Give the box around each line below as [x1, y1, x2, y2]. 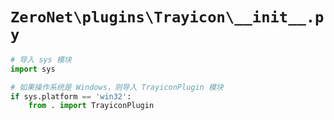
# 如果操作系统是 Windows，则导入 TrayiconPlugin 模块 [10, 82, 224, 92]
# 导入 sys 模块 [10, 54, 72, 65]
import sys [10, 64, 56, 74]
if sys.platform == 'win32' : [10, 91, 132, 102]
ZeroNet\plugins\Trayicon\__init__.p [10, 8, 325, 27]
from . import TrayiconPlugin [28, 101, 155, 111]
